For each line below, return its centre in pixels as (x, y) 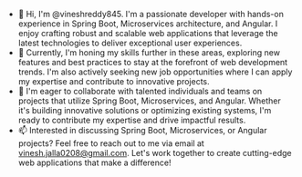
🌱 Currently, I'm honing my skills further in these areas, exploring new (149, 53)
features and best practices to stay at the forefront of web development (153, 62)
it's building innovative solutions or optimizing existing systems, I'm (145, 110)
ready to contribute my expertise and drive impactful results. (132, 120)
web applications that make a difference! (94, 162)
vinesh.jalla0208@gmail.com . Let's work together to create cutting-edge (155, 153)
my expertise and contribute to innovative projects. (114, 81)
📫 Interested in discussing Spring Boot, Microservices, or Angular (142, 130)
